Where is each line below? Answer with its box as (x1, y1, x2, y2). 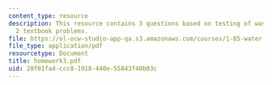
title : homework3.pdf (8, 57, 82, 66)
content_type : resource (8, 11, 89, 20)
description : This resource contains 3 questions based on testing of (8, 19, 252, 28)
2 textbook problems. (15, 27, 89, 35)
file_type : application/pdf (8, 42, 104, 50)
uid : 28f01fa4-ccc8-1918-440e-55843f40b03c (8, 65, 158, 73)
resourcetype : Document (8, 49, 89, 57)
